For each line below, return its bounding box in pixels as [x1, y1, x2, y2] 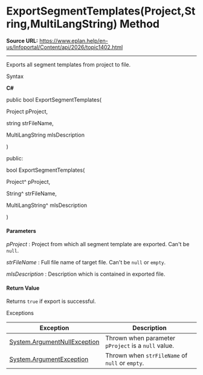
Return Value [6, 284, 40, 292]
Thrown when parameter [105, 334, 176, 342]
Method [120, 17, 160, 31]
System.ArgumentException [9, 355, 89, 364]
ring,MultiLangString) [6, 17, 118, 31]
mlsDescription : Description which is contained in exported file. [6, 270, 166, 278]
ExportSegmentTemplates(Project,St [6, 4, 196, 18]
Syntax [6, 73, 24, 80]
